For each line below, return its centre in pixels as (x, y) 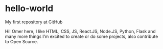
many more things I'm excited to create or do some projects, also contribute (81, 36)
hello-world (29, 8)
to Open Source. (22, 41)
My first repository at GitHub (34, 22)
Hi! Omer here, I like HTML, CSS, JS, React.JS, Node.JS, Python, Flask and (80, 31)
